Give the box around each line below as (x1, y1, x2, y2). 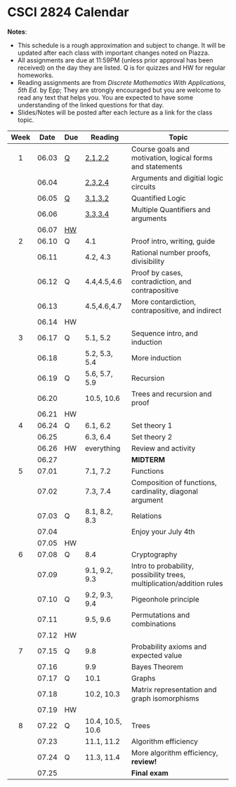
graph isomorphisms (131, 693, 199, 703)
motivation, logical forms (131, 152, 213, 162)
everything (85, 443, 121, 453)
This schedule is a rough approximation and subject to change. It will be (17, 41, 226, 49)
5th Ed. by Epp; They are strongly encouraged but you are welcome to (17, 86, 221, 94)
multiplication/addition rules (131, 578, 223, 588)
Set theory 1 (131, 421, 173, 430)
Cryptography (131, 549, 178, 559)
